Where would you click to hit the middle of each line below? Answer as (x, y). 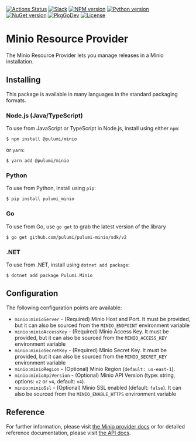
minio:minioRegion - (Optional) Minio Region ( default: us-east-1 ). (95, 369)
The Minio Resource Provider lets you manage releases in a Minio (85, 55)
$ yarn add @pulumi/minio (37, 161)
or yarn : (16, 150)
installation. (20, 61)
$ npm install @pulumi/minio (42, 139)
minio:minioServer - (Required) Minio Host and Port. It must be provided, (102, 319)
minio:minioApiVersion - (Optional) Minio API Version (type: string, (95, 375)
